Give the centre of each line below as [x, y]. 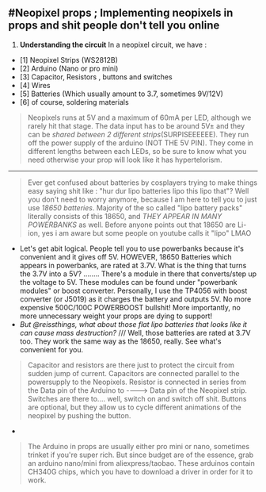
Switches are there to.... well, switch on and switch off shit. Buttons [137, 398]
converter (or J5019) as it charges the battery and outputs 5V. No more [135, 299]
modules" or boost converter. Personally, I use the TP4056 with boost [133, 290]
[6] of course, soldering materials [74, 102]
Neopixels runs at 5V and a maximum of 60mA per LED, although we [139, 117]
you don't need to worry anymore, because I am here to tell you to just [142, 199]
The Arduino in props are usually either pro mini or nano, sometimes [139, 446]
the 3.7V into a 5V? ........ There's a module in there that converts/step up [138, 274]
